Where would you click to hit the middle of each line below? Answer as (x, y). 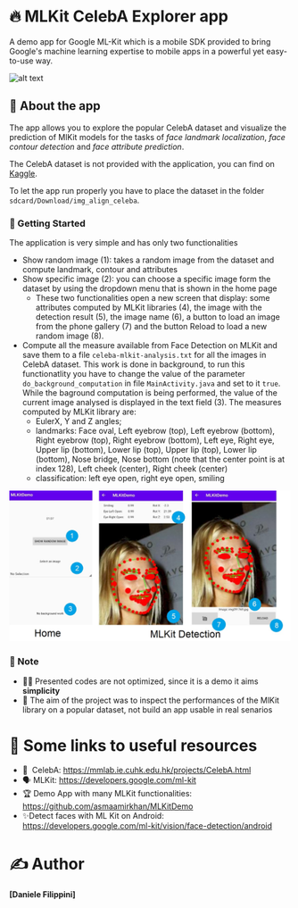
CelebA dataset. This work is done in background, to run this (133, 364)
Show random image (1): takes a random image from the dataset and (148, 260)
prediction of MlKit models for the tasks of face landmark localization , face (147, 137)
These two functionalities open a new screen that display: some (153, 298)
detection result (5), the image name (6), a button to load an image (158, 317)
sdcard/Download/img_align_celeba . (74, 200)
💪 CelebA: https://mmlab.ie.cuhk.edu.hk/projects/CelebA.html (137, 771)
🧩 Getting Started (48, 223)
